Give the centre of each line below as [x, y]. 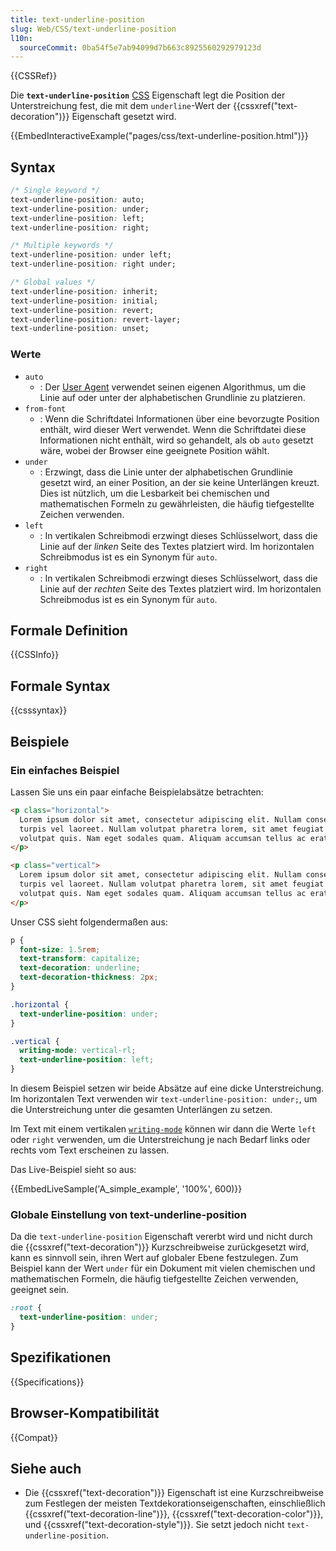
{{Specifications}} [47, 1382]
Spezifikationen [61, 1357]
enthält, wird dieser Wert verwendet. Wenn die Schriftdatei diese [173, 429]
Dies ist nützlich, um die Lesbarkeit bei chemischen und [154, 493]
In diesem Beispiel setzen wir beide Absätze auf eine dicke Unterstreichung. [167, 1088]
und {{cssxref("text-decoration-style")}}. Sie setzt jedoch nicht [154, 1525]
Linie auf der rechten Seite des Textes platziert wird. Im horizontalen [180, 588]
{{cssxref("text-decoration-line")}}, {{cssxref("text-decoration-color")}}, [174, 1514]
